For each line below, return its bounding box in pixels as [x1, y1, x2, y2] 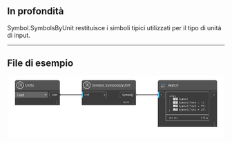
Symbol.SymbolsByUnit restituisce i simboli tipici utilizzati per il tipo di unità [7, 23, 222, 32]
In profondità [7, 5, 64, 17]
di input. [7, 31, 31, 39]
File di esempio [7, 58, 74, 69]
